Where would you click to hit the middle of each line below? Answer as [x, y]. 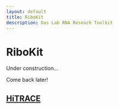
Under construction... [32, 68]
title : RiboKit [25, 17]
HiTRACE [24, 98]
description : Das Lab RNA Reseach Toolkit [59, 23]
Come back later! [27, 80]
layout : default [26, 12]
